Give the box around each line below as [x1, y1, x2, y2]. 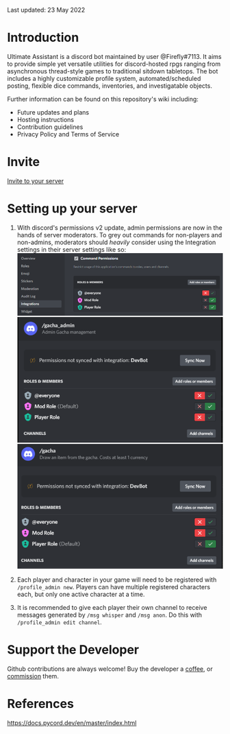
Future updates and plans [16, 108, 90, 116]
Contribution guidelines [16, 123, 84, 131]
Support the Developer [7, 642, 139, 658]
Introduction [7, 30, 79, 45]
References [7, 696, 74, 712]
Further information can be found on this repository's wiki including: [7, 95, 199, 103]
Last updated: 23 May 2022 [7, 6, 86, 14]
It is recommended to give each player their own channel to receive [16, 604, 207, 612]
